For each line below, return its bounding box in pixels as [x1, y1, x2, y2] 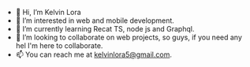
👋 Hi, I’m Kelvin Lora [15, 8, 81, 17]
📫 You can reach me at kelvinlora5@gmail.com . [15, 50, 172, 59]
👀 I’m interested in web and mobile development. [15, 16, 175, 25]
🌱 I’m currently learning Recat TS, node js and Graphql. [15, 24, 195, 33]
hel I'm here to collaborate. [15, 41, 103, 50]
